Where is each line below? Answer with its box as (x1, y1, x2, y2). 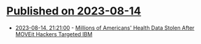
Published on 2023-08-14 (6, 4, 141, 18)
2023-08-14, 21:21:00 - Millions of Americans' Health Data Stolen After (15, 24, 195, 31)
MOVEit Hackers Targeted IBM (15, 30, 93, 37)
